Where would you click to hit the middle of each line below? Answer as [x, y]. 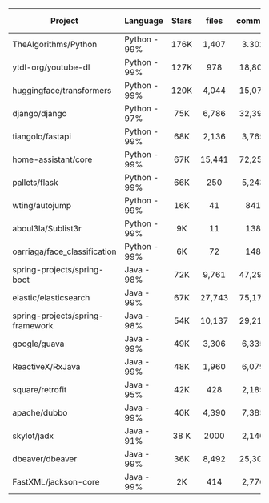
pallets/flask [35, 182]
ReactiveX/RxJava [46, 366]
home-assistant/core [52, 159]
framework [33, 326]
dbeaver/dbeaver [45, 459]
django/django [40, 113]
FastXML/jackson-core [56, 482]
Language [144, 21]
